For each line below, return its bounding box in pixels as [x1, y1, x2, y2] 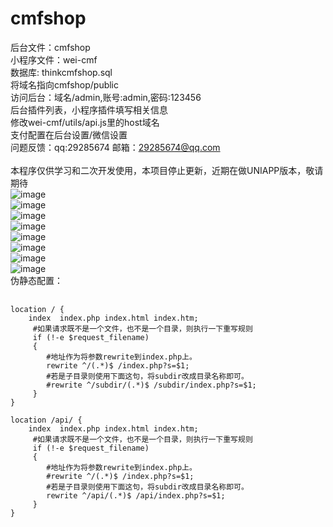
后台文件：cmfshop [10, 41, 91, 53]
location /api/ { [10, 415, 83, 425]
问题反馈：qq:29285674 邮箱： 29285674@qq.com [10, 141, 221, 153]
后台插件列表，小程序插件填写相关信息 [10, 103, 168, 116]
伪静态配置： [10, 274, 63, 286]
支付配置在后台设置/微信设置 [10, 128, 128, 141]
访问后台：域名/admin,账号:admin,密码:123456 [10, 91, 202, 103]
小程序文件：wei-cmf [10, 53, 98, 66]
